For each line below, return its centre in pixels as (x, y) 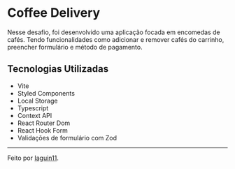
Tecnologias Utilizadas (58, 69)
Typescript (33, 108)
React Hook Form (42, 130)
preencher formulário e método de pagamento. (75, 47)
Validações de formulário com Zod (67, 138)
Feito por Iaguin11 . (33, 158)
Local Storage (37, 101)
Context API (35, 115)
